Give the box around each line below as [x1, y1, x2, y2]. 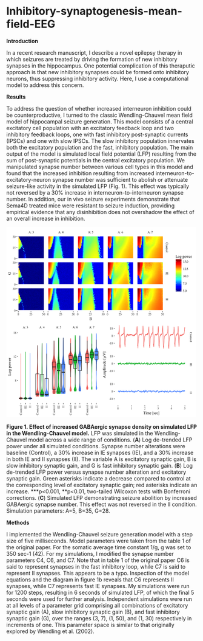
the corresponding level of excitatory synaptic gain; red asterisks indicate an [6, 481, 198, 488]
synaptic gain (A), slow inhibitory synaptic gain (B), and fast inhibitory [6, 608, 180, 615]
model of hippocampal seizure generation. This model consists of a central [6, 117, 193, 125]
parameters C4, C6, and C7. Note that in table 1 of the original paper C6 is [6, 556, 190, 564]
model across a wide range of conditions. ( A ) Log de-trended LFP [28, 436, 193, 443]
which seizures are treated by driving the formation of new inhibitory [6, 55, 178, 63]
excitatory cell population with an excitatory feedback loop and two [6, 124, 175, 131]
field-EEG [6, 17, 56, 31]
